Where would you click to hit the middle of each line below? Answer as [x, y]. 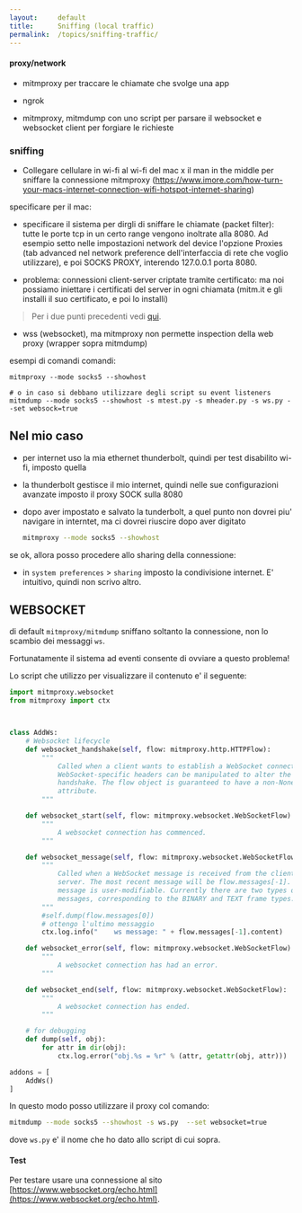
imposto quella [59, 467]
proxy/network [38, 63]
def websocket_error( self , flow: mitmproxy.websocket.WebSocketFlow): [160, 949]
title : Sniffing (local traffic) [82, 26]
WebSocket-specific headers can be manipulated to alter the [174, 775]
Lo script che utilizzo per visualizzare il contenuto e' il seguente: [128, 676]
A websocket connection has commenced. [132, 832]
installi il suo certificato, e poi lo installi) [95, 298]
